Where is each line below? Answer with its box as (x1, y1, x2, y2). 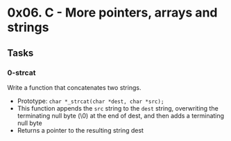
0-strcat (7, 68, 36, 77)
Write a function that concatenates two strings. (7, 83, 142, 91)
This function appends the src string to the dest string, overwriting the (17, 104, 219, 112)
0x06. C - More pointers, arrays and (7, 5, 218, 21)
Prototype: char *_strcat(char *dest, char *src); (17, 97, 164, 105)
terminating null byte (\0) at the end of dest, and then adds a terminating (17, 111, 224, 120)
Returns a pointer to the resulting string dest (17, 126, 144, 134)
